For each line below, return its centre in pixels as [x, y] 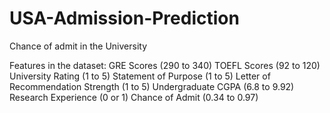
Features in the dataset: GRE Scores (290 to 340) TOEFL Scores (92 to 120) [165, 65]
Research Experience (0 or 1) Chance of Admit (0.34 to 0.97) [134, 97]
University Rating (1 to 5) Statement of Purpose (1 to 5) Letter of [140, 76]
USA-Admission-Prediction [124, 18]
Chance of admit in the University [78, 46]
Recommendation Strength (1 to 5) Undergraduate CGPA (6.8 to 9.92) [152, 86]
